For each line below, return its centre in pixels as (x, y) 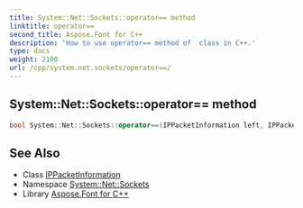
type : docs (30, 51)
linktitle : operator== (52, 26)
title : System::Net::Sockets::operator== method (102, 18)
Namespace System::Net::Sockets (86, 185)
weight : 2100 (34, 59)
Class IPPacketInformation (72, 175)
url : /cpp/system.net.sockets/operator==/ (90, 68)
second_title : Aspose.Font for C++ (76, 34)
